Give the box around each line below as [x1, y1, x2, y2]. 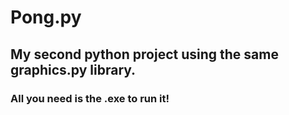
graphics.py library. [10, 61, 137, 78]
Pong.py [10, 6, 82, 29]
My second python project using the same [10, 46, 279, 63]
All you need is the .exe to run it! [10, 91, 170, 105]
